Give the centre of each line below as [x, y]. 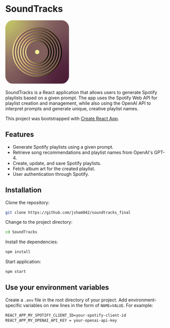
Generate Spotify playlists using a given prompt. [63, 147]
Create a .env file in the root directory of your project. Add [66, 300]
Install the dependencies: [32, 242]
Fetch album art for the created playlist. [54, 169]
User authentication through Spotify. [51, 174]
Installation [23, 190]
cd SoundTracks [21, 232]
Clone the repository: [27, 202]
